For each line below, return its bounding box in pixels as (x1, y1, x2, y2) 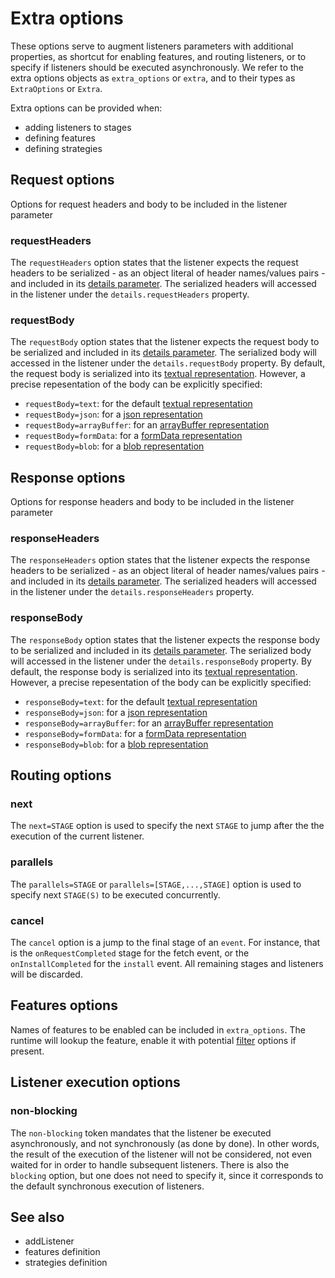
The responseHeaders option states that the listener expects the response (10, 554, 311, 566)
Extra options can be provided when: (10, 102, 163, 114)
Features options (10, 997, 118, 1014)
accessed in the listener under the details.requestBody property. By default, (10, 357, 326, 369)
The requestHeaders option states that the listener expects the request (10, 257, 299, 269)
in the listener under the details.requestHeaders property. (10, 288, 250, 301)
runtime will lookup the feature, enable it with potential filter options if (10, 1034, 297, 1046)
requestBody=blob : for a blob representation (24, 440, 205, 452)
